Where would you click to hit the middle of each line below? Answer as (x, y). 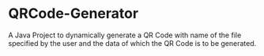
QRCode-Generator (74, 14)
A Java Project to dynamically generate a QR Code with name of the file (125, 35)
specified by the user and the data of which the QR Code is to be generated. (132, 43)
